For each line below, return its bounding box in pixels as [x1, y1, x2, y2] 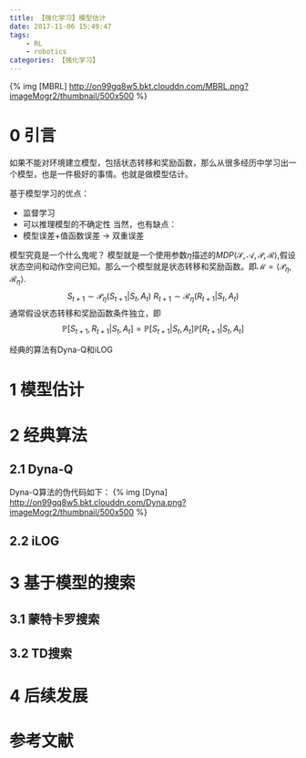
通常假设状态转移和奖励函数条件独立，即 [9, 307, 161, 319]
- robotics [25, 47, 67, 57]
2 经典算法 [9, 425, 88, 445]
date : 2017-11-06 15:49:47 [9, 22, 112, 31]
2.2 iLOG [9, 533, 60, 548]
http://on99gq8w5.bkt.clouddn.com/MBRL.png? [68, 81, 249, 91]
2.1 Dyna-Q [9, 462, 74, 477]
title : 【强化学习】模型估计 [9, 13, 107, 23]
